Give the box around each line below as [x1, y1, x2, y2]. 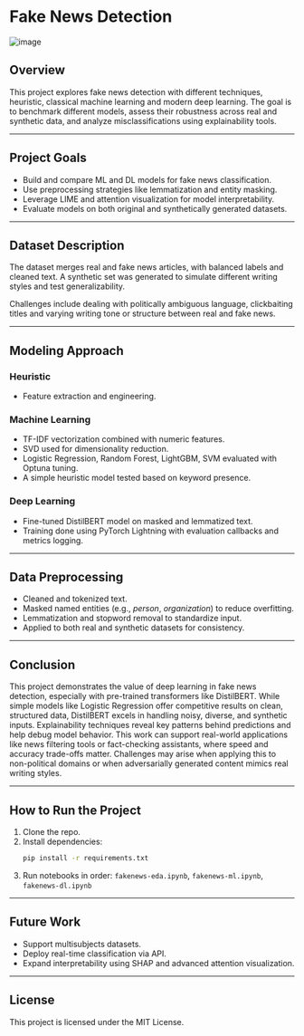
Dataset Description [9, 237, 125, 253]
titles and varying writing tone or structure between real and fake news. [9, 308, 276, 319]
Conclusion [9, 657, 76, 672]
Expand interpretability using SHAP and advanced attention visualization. [22, 957, 295, 968]
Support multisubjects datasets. [22, 938, 142, 949]
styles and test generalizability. [9, 281, 125, 292]
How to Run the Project [9, 802, 142, 818]
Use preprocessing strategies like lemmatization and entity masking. [22, 184, 278, 195]
